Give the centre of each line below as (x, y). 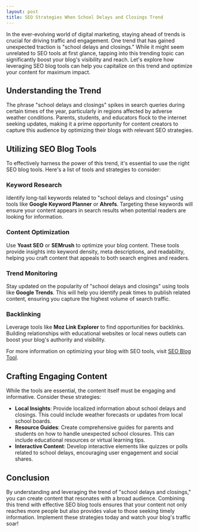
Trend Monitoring (32, 273)
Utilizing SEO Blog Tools (51, 149)
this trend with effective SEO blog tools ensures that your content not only (97, 504)
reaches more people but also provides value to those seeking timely (91, 511)
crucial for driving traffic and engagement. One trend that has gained (91, 40)
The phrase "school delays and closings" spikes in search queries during (96, 105)
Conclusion (28, 478)
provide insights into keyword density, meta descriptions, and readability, (96, 251)
